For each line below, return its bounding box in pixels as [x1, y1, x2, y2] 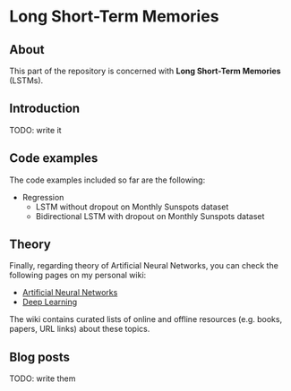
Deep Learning [21, 297, 78, 308]
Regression [21, 191, 64, 202]
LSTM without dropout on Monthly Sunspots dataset [35, 201, 229, 212]
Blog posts [9, 349, 70, 364]
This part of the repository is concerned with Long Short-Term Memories [9, 65, 281, 76]
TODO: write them [9, 373, 76, 384]
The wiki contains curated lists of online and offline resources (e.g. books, [9, 314, 283, 325]
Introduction [9, 101, 81, 116]
